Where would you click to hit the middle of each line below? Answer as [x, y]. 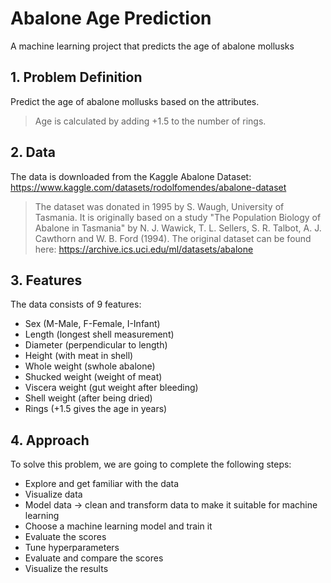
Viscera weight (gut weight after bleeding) [111, 388]
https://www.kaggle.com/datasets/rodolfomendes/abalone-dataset [148, 187]
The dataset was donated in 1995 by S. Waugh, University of [159, 206]
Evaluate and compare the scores [94, 558]
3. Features [46, 280]
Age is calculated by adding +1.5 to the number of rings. [150, 121]
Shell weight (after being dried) [88, 398]
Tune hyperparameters [72, 548]
